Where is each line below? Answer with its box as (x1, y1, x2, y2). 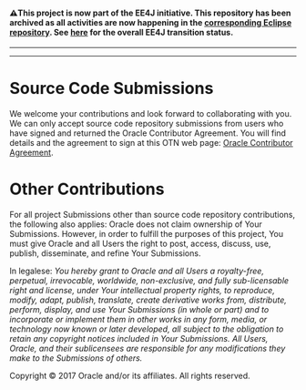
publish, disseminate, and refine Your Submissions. (9, 248, 201, 259)
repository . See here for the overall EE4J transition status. (9, 26, 234, 37)
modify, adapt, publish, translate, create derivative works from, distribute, (9, 294, 287, 305)
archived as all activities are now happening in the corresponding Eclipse (9, 16, 292, 27)
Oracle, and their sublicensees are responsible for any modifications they (9, 343, 286, 354)
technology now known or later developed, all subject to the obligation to (9, 323, 284, 334)
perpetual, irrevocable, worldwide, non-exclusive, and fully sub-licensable (9, 275, 290, 286)
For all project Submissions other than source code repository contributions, (9, 210, 296, 221)
